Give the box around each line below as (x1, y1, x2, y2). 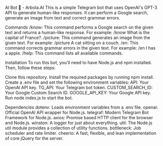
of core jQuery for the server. (5, 135, 64, 141)
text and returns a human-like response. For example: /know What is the (5, 30, 150, 35)
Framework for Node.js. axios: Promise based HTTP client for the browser (5, 115, 153, 120)
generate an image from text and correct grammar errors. (5, 15, 120, 20)
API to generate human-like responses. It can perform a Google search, (5, 10, 148, 16)
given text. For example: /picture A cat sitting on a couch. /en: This (5, 40, 139, 46)
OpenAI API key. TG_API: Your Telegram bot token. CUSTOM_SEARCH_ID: (5, 85, 153, 90)
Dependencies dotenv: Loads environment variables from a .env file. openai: (5, 105, 158, 110)
